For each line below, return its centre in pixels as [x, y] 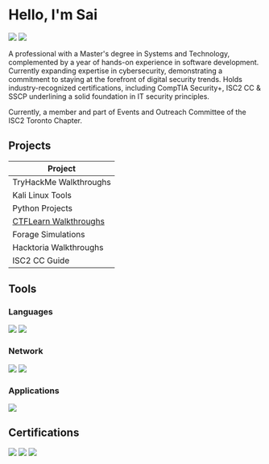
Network [26, 351]
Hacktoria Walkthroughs [58, 247]
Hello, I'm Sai [53, 15]
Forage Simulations [49, 234]
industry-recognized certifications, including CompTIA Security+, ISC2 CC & [135, 88]
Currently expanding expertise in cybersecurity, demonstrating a [116, 71]
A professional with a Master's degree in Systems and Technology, [119, 53]
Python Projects [42, 208]
